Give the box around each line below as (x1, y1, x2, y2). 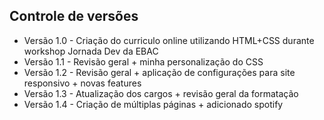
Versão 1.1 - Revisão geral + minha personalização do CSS (23, 55, 264, 68)
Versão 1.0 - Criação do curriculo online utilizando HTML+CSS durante (23, 34, 315, 46)
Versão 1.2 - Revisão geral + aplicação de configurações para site (23, 66, 296, 78)
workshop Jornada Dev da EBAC (23, 45, 159, 57)
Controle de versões (9, 8, 139, 25)
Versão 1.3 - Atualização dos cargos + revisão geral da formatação (23, 87, 299, 99)
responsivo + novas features (23, 77, 142, 89)
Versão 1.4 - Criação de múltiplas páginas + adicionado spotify (23, 98, 284, 110)
